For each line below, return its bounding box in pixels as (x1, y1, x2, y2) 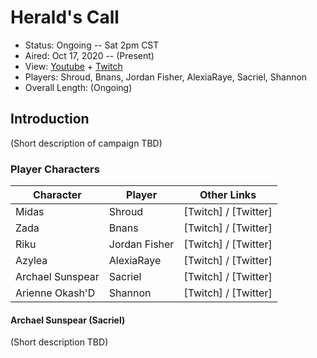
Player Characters (10, 162, 100, 176)
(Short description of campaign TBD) (10, 137, 163, 149)
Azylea (15, 254, 48, 268)
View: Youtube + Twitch (24, 60, 123, 72)
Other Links (199, 188, 257, 202)
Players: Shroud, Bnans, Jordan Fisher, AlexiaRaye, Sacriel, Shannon (24, 71, 308, 83)
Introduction (10, 111, 90, 128)
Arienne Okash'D (15, 286, 96, 300)
